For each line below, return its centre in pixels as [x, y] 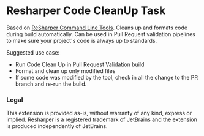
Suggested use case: [33, 52]
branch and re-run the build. [51, 84]
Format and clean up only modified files [65, 70]
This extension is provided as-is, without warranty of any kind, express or [99, 113]
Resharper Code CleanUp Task [86, 11]
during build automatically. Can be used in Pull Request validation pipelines [101, 34]
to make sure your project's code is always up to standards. [82, 40]
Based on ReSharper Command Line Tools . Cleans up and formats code [97, 28]
